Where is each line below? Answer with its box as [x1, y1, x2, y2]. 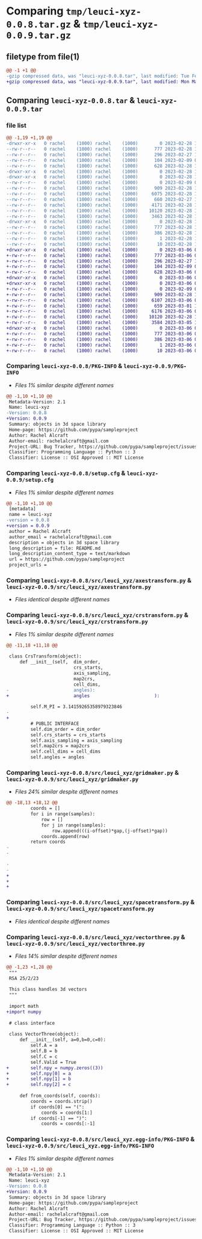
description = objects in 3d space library [8, 539, 120, 545]
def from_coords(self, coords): [19, 1093, 101, 1099]
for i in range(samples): [30, 811, 96, 817]
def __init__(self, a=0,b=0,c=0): [19, 1037, 106, 1043]
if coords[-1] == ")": [30, 1115, 87, 1121]
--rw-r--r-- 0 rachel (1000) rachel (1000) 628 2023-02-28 [6, 163, 192, 169]
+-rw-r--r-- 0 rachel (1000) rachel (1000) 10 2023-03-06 [6, 347, 192, 353]
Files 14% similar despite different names [14, 952, 117, 960]
